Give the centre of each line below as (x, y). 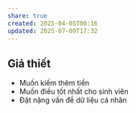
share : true (27, 16)
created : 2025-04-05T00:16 (53, 23)
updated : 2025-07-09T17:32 (53, 31)
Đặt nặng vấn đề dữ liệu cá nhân (73, 100)
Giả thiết (29, 63)
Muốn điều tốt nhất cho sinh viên (74, 92)
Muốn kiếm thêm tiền (54, 83)
